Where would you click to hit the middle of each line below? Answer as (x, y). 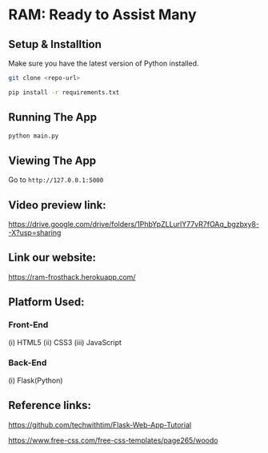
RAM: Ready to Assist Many (103, 15)
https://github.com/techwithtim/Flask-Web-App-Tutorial (100, 424)
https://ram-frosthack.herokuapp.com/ (72, 276)
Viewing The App (52, 160)
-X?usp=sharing (35, 232)
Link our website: (52, 258)
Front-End (28, 325)
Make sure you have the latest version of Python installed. (104, 63)
